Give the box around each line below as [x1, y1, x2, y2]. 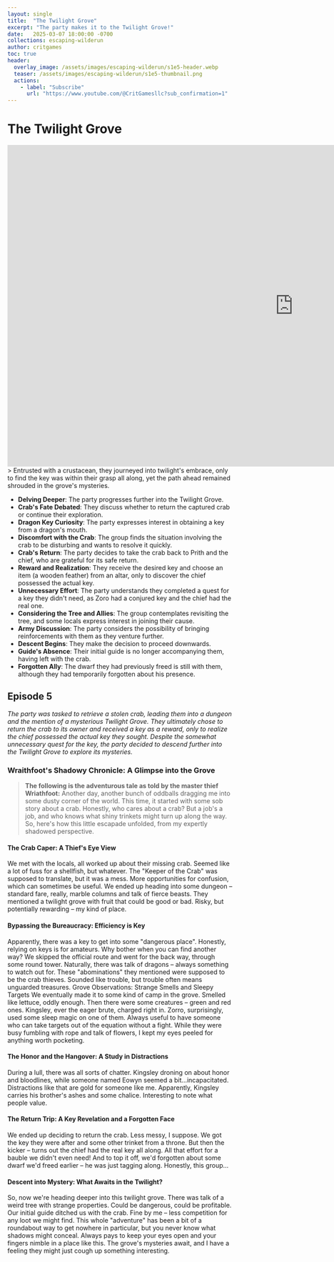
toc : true [7, 51, 37, 58]
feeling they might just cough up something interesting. [7, 1246, 170, 1255]
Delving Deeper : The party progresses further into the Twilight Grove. [17, 495, 224, 504]
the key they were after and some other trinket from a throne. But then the [7, 1138, 225, 1147]
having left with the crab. [17, 655, 91, 663]
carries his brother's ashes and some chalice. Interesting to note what [7, 1090, 213, 1099]
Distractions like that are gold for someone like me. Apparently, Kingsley [7, 1083, 219, 1092]
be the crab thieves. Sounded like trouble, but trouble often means [7, 975, 203, 983]
